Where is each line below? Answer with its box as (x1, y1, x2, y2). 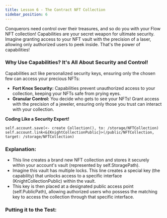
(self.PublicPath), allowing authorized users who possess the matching (12, 189, 158, 195)
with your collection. (12, 106, 54, 112)
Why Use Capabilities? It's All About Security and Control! (5, 59, 148, 66)
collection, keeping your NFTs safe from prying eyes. (12, 90, 121, 96)
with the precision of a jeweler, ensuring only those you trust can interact (12, 101, 162, 107)
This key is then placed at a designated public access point (12, 183, 134, 189)
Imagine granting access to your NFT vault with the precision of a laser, (5, 36, 152, 42)
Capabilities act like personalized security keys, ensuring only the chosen (5, 70, 156, 76)
